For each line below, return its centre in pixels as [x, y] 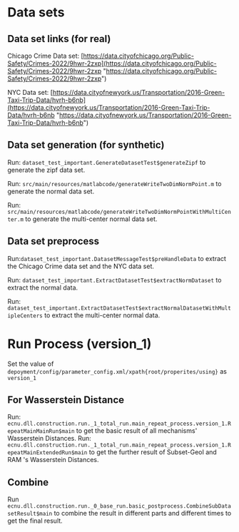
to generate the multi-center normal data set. [91, 219]
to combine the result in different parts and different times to [143, 513]
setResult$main [30, 514]
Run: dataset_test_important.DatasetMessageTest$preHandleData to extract [117, 258]
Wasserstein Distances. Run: [49, 439]
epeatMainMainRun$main [41, 431]
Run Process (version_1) [80, 344]
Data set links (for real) [59, 39]
